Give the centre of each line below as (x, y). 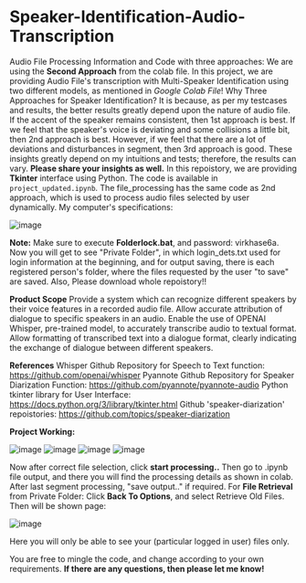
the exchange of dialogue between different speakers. (111, 347)
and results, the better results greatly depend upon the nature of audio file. (150, 110)
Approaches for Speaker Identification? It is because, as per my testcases (148, 100)
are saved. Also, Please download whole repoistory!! (108, 281)
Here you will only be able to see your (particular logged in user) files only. (150, 541)
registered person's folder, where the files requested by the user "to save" (149, 271)
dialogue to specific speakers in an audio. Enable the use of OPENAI (138, 318)
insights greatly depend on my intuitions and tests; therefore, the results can (153, 158)
